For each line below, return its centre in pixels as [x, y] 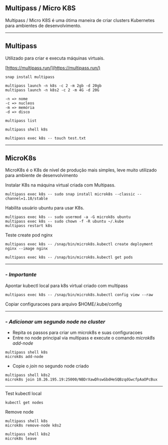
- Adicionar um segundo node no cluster [55, 321]
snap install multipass [30, 77]
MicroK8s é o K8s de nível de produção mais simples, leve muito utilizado [81, 170]
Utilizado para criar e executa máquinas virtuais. [55, 58]
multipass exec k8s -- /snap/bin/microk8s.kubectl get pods [69, 257]
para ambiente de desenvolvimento [41, 175]
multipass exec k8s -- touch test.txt [45, 138]
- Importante [21, 274]
